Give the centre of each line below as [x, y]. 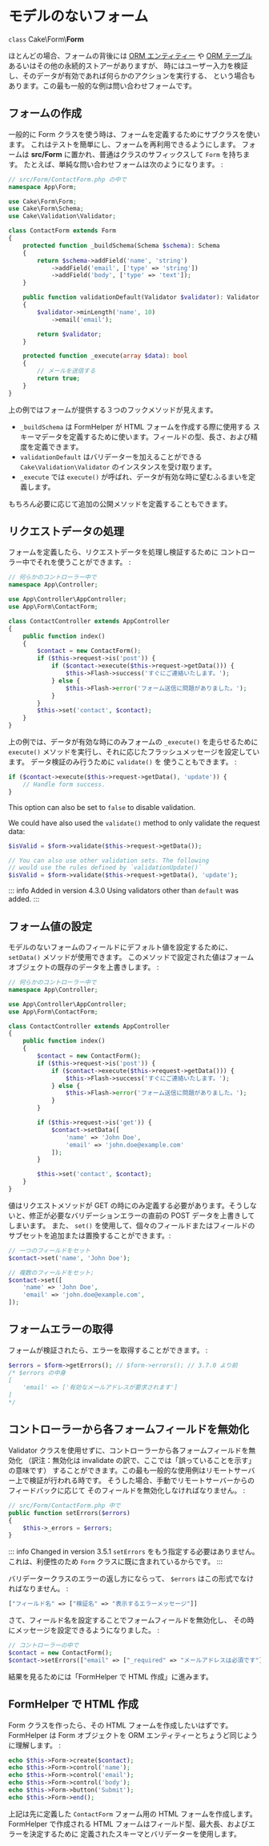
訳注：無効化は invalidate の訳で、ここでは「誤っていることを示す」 [143, 1460]
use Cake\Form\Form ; [43, 201]
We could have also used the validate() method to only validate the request [134, 823]
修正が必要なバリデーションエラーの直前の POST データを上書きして [142, 1215]
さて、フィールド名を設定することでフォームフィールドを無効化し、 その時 [131, 1620]
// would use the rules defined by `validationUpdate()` [105, 868]
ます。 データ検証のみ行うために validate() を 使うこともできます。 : [122, 762]
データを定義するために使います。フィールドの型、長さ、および [146, 437]
